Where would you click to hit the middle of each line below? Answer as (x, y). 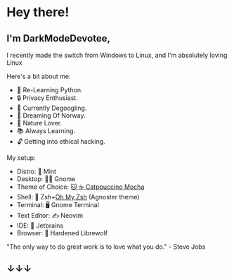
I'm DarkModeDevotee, (58, 38)
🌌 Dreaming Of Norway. (51, 116)
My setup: (21, 158)
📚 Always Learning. (46, 131)
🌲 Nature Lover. (39, 123)
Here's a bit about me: (39, 76)
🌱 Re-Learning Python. (50, 90)
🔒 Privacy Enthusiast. (47, 98)
